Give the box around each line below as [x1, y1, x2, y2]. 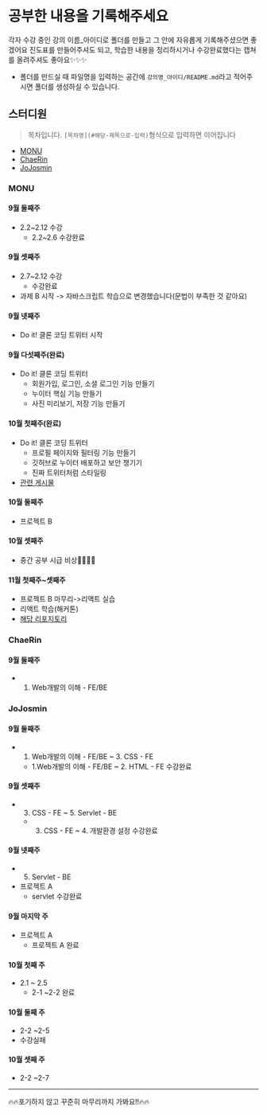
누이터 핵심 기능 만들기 [31, 389, 103, 399]
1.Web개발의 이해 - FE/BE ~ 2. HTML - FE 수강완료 [31, 761, 192, 771]
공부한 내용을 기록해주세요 [8, 7, 169, 25]
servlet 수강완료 [31, 891, 83, 901]
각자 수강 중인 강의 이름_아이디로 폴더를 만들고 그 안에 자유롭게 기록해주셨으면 [8, 35, 249, 45]
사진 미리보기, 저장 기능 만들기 [31, 399, 126, 408]
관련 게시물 [19, 477, 55, 487]
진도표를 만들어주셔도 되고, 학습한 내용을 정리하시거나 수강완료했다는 [29, 45, 242, 54]
